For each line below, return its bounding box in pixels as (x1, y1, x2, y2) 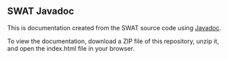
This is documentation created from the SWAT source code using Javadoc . (7, 23, 222, 32)
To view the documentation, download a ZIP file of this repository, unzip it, (7, 37, 220, 45)
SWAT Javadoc (7, 5, 74, 17)
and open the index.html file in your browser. (7, 44, 135, 52)
